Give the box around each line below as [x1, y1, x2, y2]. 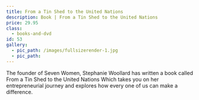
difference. [6, 88, 33, 95]
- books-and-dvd [11, 31, 52, 37]
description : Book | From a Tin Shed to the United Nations [6, 14, 159, 20]
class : [6, 25, 23, 32]
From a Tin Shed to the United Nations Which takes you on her [6, 76, 159, 83]
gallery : [6, 42, 28, 48]
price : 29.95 [6, 20, 39, 26]
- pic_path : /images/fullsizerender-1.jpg [11, 48, 118, 54]
